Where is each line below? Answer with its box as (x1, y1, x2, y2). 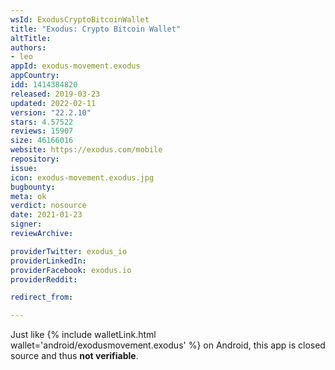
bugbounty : (10, 182, 56, 192)
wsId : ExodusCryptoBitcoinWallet (10, 14, 150, 25)
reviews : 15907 (10, 126, 74, 136)
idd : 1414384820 (10, 80, 78, 90)
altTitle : (10, 33, 52, 43)
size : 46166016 (10, 136, 74, 146)
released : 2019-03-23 (10, 89, 101, 99)
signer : (10, 219, 43, 230)
